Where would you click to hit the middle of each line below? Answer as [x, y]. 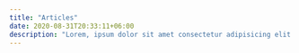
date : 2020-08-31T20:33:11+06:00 [72, 26]
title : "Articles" [44, 18]
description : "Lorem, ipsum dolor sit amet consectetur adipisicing [140, 34]
